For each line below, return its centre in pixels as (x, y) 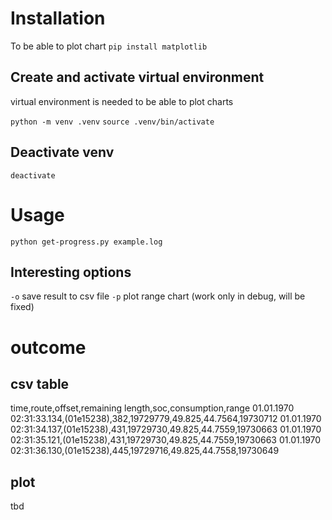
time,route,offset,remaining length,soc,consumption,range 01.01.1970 (152, 408)
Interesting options (71, 272)
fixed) (22, 307)
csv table (40, 383)
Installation (58, 18)
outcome (48, 347)
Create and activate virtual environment (137, 77)
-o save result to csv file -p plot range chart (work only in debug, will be (158, 296)
